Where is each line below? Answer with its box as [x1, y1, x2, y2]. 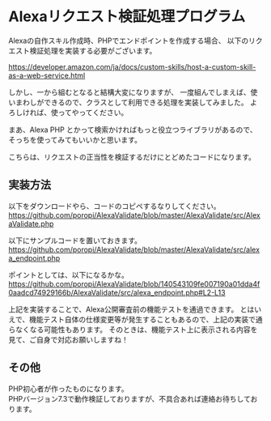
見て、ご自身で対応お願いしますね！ [8, 334, 129, 344]
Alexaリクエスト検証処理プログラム [8, 7, 246, 26]
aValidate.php [8, 219, 54, 228]
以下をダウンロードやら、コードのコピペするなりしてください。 [8, 201, 221, 210]
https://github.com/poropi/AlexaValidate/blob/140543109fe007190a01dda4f [8, 279, 260, 288]
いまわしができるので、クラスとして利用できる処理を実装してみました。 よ [8, 97, 257, 107]
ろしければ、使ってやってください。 [8, 107, 129, 117]
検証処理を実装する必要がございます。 [29, 45, 157, 55]
